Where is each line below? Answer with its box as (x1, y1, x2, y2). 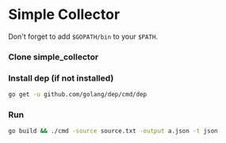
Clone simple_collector (8, 51, 99, 62)
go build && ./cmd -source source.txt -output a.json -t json (8, 127, 218, 135)
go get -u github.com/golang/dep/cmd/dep (8, 91, 147, 99)
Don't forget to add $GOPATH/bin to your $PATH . (8, 32, 159, 41)
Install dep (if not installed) (8, 73, 114, 84)
